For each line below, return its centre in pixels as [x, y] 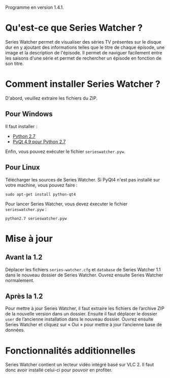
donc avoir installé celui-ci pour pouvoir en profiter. [59, 370]
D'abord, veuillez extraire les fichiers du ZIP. [52, 98]
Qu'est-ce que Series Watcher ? [74, 28]
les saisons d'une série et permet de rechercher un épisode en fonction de [83, 58]
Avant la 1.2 [24, 257]
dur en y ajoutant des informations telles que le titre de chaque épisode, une [85, 47]
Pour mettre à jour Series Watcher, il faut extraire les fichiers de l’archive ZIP [85, 308]
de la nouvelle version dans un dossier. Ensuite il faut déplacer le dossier [81, 314]
